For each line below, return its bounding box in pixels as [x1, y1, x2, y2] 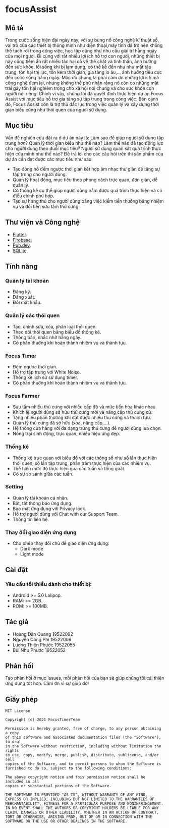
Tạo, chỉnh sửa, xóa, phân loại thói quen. [12, 323, 97, 329]
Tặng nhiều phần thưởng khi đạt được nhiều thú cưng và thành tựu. [12, 415, 151, 421]
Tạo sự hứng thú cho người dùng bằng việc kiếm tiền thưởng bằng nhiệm [12, 198, 164, 204]
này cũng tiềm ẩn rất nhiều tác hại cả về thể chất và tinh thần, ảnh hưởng [5, 59, 157, 64]
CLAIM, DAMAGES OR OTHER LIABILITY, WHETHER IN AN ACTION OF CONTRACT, [5, 810, 159, 815]
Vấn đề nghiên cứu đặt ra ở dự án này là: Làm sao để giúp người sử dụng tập [5, 135, 164, 141]
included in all [5, 779, 39, 784]
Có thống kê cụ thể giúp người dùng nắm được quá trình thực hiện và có [12, 187, 162, 193]
